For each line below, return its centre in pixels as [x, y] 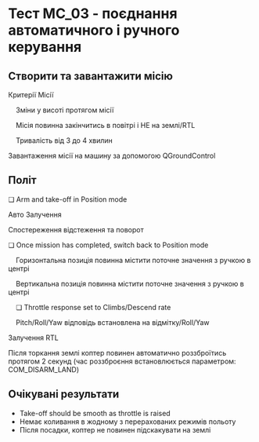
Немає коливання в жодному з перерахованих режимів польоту [128, 422]
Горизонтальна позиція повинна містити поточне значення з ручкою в [133, 260]
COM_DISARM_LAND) [44, 369]
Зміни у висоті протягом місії [65, 110]
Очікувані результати [64, 395]
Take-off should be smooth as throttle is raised [95, 413]
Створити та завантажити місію [91, 76]
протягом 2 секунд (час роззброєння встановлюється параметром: [122, 361]
